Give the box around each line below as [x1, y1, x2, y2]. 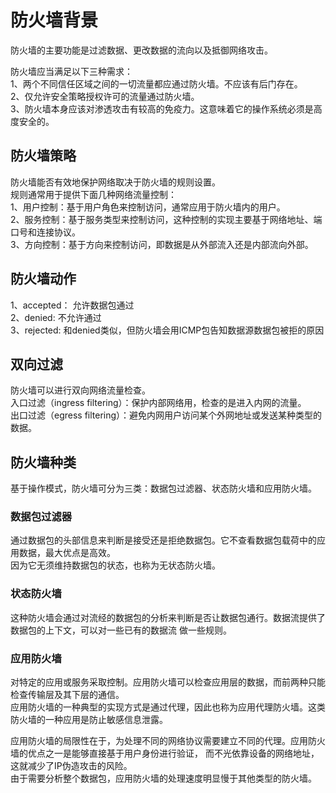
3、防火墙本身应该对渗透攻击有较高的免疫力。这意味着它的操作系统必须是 [10, 102, 314, 115]
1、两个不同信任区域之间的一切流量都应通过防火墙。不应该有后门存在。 [10, 77, 303, 90]
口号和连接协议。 [10, 226, 81, 238]
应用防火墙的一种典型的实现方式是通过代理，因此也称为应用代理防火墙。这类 [10, 701, 326, 713]
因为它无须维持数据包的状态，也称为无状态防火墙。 [10, 559, 221, 571]
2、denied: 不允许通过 [10, 311, 102, 323]
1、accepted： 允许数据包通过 [10, 299, 135, 311]
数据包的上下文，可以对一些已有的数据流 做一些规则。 [10, 624, 232, 636]
